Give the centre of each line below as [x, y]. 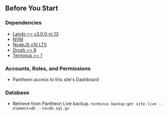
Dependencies [23, 23]
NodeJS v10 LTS [30, 45]
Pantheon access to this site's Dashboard [56, 79]
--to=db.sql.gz [53, 108]
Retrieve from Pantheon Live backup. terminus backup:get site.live [84, 104]
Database [17, 92]
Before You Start [32, 8]
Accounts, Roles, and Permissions [48, 68]
